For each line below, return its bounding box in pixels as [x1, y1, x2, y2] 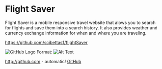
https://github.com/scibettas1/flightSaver [5, 39, 88, 45]
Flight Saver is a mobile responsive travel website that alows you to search [5, 20, 156, 25]
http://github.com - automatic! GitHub [5, 58, 81, 64]
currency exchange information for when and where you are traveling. [5, 30, 147, 36]
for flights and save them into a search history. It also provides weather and [5, 24, 158, 30]
